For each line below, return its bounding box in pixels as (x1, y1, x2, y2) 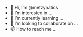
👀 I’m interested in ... (10, 10, 53, 16)
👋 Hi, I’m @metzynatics (10, 5, 58, 10)
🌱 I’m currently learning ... (10, 15, 64, 21)
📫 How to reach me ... (10, 26, 57, 32)
